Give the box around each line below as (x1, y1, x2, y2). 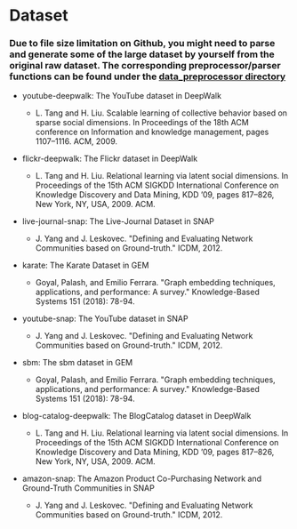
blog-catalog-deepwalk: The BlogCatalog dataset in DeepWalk (21, 411, 252, 421)
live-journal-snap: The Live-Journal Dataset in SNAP (21, 216, 215, 227)
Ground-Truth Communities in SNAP (21, 483, 156, 493)
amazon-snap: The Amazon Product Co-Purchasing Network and (21, 473, 262, 485)
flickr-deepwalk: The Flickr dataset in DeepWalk (21, 153, 198, 164)
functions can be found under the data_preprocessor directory (9, 70, 286, 83)
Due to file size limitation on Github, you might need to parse (9, 37, 276, 50)
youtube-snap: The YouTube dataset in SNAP (21, 313, 189, 325)
